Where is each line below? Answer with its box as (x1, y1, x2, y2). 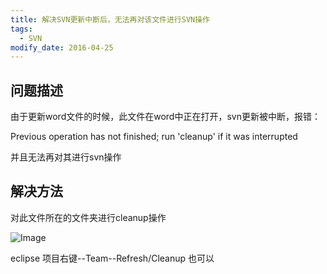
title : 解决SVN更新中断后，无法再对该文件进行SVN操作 (10, 14, 211, 25)
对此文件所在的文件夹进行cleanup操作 (10, 211, 167, 223)
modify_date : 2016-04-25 (10, 42, 114, 53)
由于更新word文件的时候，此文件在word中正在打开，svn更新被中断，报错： (10, 111, 321, 123)
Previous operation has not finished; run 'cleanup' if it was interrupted (10, 131, 298, 143)
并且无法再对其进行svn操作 (10, 151, 122, 163)
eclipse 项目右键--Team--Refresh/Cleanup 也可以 (10, 252, 215, 264)
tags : (10, 24, 33, 34)
